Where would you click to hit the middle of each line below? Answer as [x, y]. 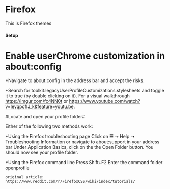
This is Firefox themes [29, 23]
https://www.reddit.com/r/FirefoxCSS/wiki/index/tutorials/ [70, 182]
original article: [25, 177]
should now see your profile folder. [42, 153]
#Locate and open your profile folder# [45, 117]
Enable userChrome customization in [85, 56]
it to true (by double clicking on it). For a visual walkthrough [67, 96]
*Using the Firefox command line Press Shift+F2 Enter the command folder [84, 163]
